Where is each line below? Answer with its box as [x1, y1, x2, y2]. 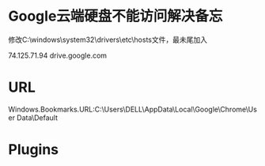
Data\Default [17, 112, 58, 123]
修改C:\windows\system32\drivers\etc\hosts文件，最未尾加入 [8, 35, 208, 44]
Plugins [8, 141, 59, 159]
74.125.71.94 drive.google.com [8, 51, 108, 60]
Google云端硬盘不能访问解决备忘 [8, 7, 223, 25]
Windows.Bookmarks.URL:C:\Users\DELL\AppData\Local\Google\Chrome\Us [8, 104, 257, 114]
